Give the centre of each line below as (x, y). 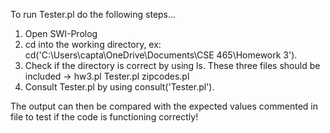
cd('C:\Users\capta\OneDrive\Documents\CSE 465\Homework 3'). (161, 55)
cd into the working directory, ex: (93, 44)
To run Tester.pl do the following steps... (93, 14)
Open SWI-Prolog (61, 33)
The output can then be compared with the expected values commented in (164, 106)
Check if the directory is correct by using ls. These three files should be (172, 65)
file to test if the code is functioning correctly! (104, 117)
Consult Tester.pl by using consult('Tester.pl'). (119, 87)
